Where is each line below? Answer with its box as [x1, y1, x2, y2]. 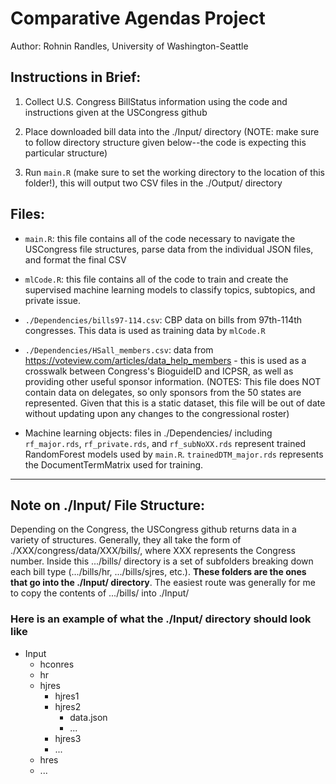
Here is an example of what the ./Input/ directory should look [10, 612, 312, 626]
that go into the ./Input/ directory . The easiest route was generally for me [10, 577, 316, 589]
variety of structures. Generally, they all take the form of [10, 534, 242, 546]
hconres [39, 658, 75, 670]
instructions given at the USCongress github [24, 106, 208, 118]
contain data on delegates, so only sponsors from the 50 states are [24, 386, 302, 398]
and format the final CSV [24, 253, 127, 266]
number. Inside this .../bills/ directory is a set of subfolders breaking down [10, 555, 314, 567]
